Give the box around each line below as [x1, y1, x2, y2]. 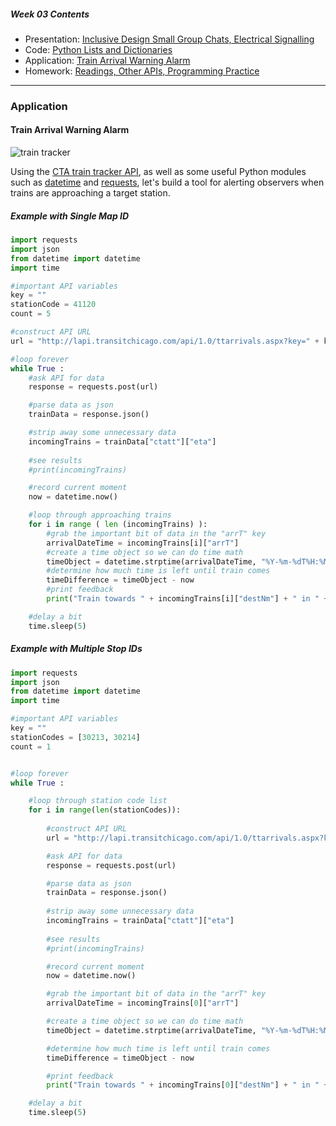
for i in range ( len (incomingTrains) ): [28, 520, 208, 530]
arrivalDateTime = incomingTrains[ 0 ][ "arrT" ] [46, 998, 240, 1009]
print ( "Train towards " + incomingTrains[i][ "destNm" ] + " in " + [46, 594, 329, 604]
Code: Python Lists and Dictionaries [24, 43, 173, 55]
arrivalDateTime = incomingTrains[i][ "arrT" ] [46, 538, 240, 548]
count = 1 [10, 741, 52, 752]
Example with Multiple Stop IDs [10, 643, 143, 655]
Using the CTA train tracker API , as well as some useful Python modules [10, 166, 307, 178]
